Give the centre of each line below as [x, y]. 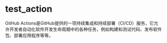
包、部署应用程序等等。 [29, 35]
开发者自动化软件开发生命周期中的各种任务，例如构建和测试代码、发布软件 [85, 29]
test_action [29, 9]
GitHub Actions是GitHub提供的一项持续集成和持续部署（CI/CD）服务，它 [80, 23]
